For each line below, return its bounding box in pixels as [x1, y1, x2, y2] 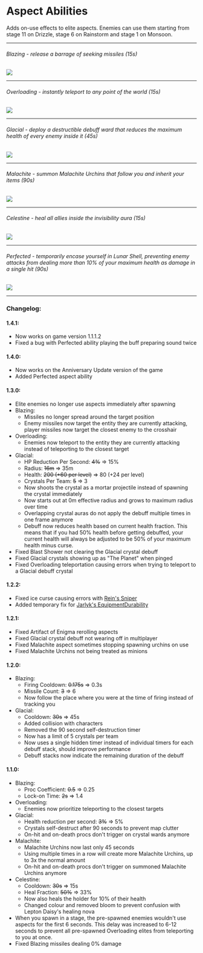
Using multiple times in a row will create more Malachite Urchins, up [24, 850, 193, 857]
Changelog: [6, 304, 42, 313]
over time [24, 503, 48, 510]
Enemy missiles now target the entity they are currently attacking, [24, 419, 188, 427]
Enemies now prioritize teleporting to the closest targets [24, 805, 164, 812]
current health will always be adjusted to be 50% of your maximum [24, 535, 191, 542]
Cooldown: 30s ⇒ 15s [24, 882, 79, 890]
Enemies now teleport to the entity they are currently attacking [24, 438, 180, 446]
